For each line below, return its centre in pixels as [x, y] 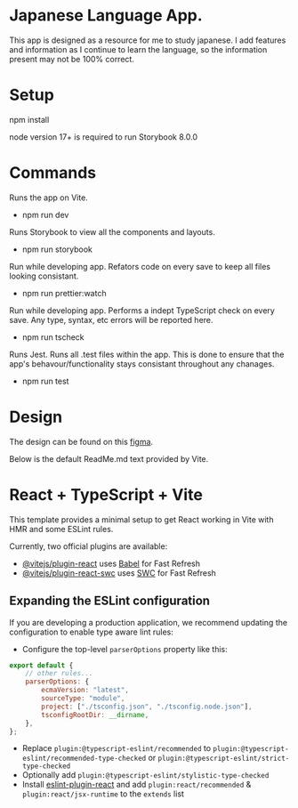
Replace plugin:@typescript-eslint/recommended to [117, 748]
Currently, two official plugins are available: [89, 546]
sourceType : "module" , [83, 699]
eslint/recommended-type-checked [84, 759]
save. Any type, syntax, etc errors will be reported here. [111, 319]
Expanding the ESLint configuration [110, 601]
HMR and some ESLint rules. [61, 529]
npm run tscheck [53, 337]
